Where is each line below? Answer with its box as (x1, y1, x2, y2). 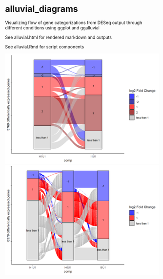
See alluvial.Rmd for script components (5, 44, 84, 49)
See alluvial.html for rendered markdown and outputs (5, 34, 112, 40)
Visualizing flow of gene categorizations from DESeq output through (5, 20, 143, 25)
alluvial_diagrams (5, 3, 78, 15)
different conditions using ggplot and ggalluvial (5, 24, 100, 30)
